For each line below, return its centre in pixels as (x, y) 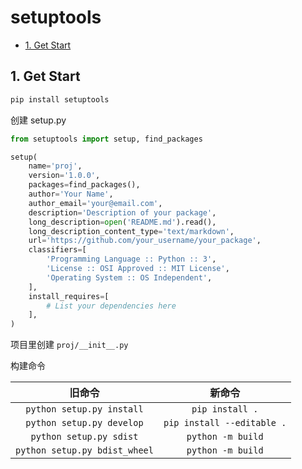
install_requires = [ (69, 296)
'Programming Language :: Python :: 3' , (131, 259)
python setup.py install (84, 409)
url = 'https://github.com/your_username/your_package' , (145, 241)
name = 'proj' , (55, 166)
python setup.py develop (84, 423)
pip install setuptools (60, 99)
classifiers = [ (57, 250)
